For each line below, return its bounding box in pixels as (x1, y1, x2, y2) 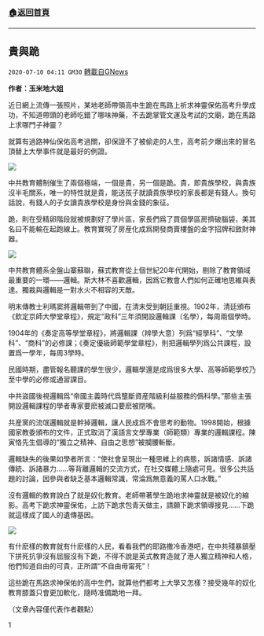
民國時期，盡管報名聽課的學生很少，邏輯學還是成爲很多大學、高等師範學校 (8, 365, 249, 374)
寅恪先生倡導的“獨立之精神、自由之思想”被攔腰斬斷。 (8, 438, 180, 447)
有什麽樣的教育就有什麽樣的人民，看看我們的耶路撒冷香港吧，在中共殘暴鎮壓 (8, 542, 256, 551)
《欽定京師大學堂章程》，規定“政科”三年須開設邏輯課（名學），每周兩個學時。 (8, 312, 255, 322)
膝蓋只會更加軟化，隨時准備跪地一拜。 (21, 588, 146, 597)
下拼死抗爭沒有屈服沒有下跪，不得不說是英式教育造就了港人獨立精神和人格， (8, 552, 256, 561)
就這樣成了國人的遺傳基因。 (8, 510, 98, 520)
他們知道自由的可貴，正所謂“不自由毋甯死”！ (8, 561, 152, 571)
